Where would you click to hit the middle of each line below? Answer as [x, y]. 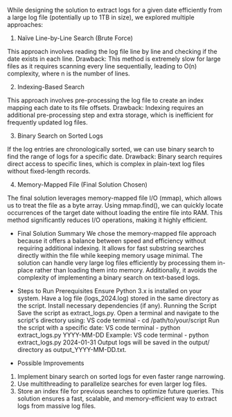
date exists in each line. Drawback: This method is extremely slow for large [114, 59]
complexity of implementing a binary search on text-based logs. [108, 277]
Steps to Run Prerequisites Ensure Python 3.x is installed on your [109, 291]
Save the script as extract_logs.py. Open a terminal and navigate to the [118, 313]
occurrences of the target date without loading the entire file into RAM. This [115, 213]
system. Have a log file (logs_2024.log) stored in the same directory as [118, 298]
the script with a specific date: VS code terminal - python [99, 327]
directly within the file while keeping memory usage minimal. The [110, 256]
